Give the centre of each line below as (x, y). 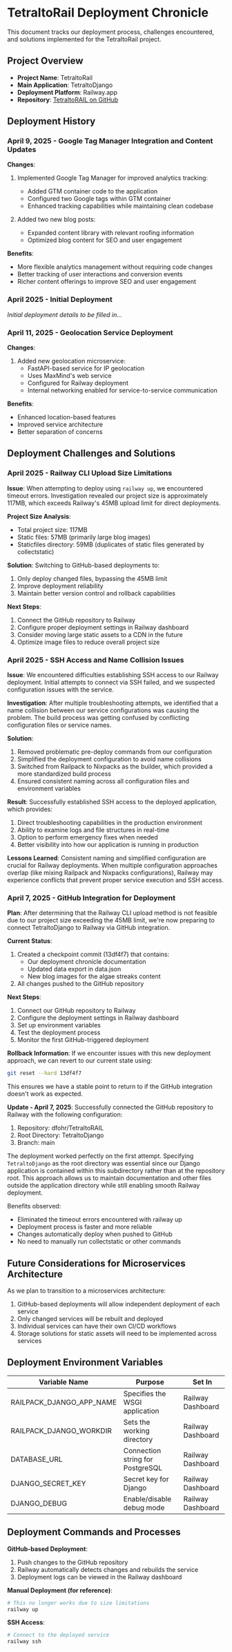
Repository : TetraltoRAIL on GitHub (68, 99)
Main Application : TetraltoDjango (65, 85)
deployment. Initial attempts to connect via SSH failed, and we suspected (111, 683)
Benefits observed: (34, 1206)
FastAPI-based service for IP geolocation (86, 368)
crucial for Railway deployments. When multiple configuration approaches (112, 866)
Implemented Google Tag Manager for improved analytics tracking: (113, 178)
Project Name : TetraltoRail (55, 77)
